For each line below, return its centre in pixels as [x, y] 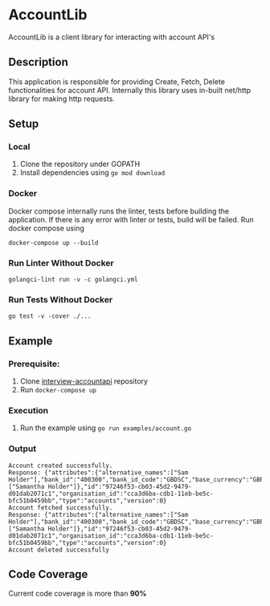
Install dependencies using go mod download [92, 173]
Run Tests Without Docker [61, 299]
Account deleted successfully [59, 550]
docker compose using [46, 228]
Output [22, 449]
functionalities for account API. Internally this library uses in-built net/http [130, 90]
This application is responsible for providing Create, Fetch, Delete [117, 81]
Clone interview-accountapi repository [84, 381]
